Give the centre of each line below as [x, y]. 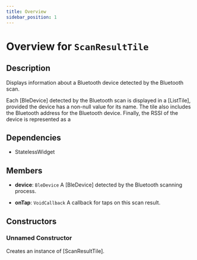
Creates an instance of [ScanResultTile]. [55, 251]
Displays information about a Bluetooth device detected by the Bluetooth [95, 82]
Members [24, 170]
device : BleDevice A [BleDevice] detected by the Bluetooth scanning [99, 185]
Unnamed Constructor [39, 238]
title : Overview [26, 12]
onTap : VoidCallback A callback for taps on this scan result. [88, 203]
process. [26, 191]
